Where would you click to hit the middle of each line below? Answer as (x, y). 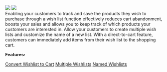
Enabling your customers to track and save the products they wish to (76, 14)
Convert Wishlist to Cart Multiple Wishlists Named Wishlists (66, 64)
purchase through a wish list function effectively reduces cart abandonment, (84, 19)
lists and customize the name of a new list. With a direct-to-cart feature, (79, 35)
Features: (15, 54)
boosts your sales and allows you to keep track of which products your (78, 24)
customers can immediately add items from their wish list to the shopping (81, 40)
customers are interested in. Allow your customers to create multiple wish (81, 29)
